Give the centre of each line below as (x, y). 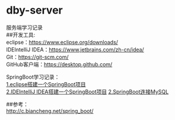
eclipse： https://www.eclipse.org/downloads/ (62, 42)
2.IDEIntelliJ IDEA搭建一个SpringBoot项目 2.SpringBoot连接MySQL (87, 92)
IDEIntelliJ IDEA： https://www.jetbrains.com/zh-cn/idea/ (75, 49)
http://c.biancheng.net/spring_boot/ (50, 111)
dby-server (35, 10)
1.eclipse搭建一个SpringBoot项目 (46, 84)
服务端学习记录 (24, 27)
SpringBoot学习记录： (33, 77)
